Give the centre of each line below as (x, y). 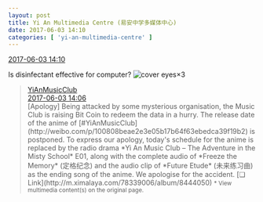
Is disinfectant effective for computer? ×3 (97, 74)
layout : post (29, 15)
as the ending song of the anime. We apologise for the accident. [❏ (136, 175)
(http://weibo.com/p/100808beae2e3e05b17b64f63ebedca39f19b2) (138, 132)
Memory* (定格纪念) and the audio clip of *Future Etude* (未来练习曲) (140, 166)
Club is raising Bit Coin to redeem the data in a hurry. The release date (141, 115)
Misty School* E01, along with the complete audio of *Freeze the (132, 157)
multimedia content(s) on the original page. (85, 190)
